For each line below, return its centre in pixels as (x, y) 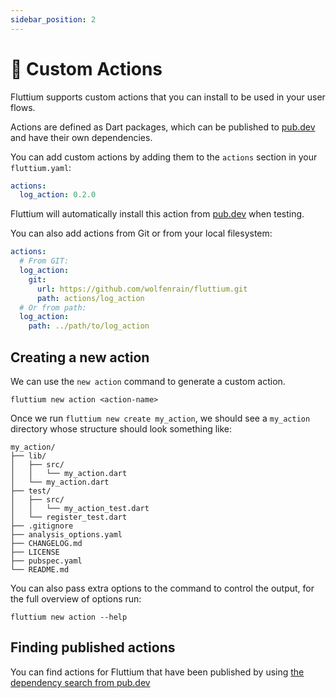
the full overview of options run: (76, 599)
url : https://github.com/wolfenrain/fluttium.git (142, 289)
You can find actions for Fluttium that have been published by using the (157, 672)
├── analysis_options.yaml (66, 535)
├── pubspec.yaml (46, 561)
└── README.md (40, 570)
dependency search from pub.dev (80, 682)
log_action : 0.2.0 (58, 195)
